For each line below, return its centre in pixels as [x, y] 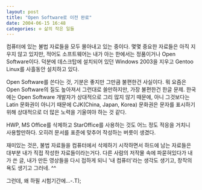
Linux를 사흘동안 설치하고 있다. [43, 69]
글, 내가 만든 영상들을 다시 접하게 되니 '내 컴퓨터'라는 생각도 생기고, [98, 160]
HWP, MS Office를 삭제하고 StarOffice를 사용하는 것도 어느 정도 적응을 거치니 [98, 125]
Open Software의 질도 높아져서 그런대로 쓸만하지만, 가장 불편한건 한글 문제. [96, 90]
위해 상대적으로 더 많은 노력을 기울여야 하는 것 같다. [66, 112]
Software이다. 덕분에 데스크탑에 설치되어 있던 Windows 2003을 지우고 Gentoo [100, 62]
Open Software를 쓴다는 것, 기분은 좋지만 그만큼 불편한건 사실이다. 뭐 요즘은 [96, 82]
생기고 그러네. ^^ [37, 168]
